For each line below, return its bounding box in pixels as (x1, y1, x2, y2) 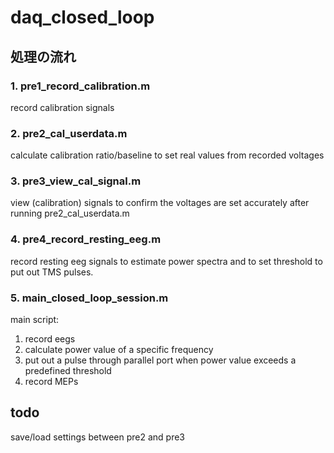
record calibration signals (10, 101, 115, 113)
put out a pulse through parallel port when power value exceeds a (24, 354, 297, 366)
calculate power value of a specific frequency (24, 344, 214, 356)
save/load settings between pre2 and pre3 (10, 431, 185, 443)
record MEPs (24, 376, 79, 388)
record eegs (24, 333, 76, 345)
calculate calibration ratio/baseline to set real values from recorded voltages (10, 149, 325, 161)
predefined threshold (24, 365, 112, 377)
